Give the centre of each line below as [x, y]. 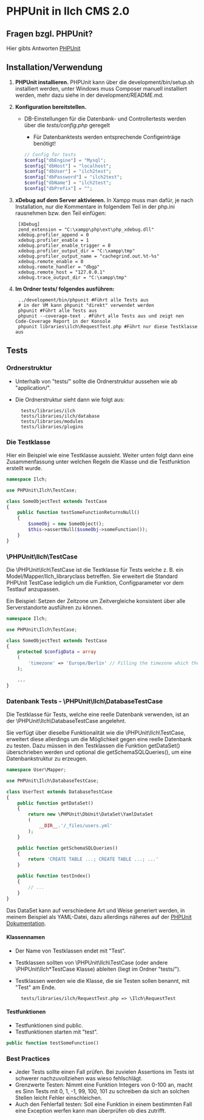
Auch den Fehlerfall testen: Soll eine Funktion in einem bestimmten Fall [104, 1104]
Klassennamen [26, 937]
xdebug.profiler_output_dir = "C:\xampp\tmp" [76, 251]
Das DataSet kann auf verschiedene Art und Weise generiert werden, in [96, 910]
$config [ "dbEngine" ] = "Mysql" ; [65, 160]
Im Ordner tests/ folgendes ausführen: [65, 289]
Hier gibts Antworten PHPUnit [43, 48]
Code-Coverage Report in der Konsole [63, 321]
